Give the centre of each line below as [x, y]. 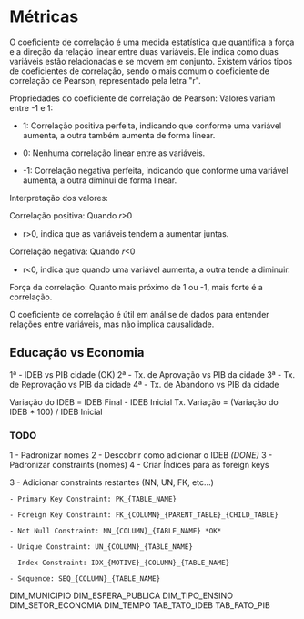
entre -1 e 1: [31, 107]
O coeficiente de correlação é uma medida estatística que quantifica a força [152, 42]
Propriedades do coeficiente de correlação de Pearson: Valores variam [142, 98]
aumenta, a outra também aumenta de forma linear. [119, 135]
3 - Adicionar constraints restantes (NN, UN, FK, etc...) [111, 482]
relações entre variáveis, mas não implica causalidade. [112, 324]
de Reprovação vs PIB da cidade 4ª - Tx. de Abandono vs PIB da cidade [144, 384]
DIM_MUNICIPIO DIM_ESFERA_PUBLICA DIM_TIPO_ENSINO [122, 596]
